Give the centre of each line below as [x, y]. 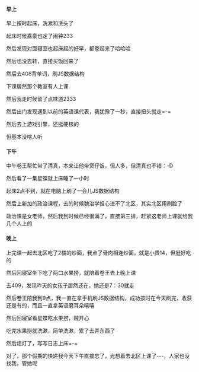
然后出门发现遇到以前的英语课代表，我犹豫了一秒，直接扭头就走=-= [89, 112]
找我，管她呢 [22, 363]
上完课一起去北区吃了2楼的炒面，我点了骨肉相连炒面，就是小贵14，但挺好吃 [99, 253]
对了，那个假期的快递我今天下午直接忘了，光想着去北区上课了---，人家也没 [98, 355]
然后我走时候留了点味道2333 [41, 99]
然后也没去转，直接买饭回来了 [42, 61]
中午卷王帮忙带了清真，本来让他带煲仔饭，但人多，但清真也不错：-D [90, 166]
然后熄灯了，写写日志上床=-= [42, 343]
